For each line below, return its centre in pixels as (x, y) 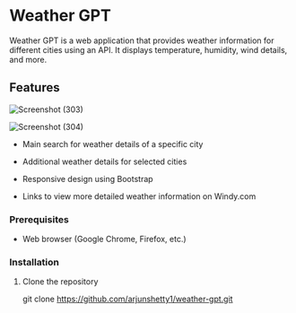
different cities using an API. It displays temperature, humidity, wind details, (148, 49)
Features (35, 87)
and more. (28, 59)
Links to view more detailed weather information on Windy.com (139, 196)
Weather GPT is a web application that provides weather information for (142, 40)
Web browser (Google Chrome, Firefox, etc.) (104, 239)
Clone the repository (60, 282)
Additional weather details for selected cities (104, 161)
